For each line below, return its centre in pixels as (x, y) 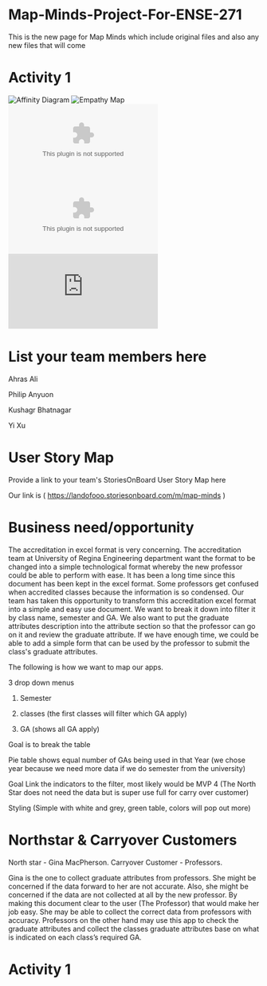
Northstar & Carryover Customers (123, 840)
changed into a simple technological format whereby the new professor (126, 567)
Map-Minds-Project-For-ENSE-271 (125, 15)
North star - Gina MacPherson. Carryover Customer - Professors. (116, 862)
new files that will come (47, 45)
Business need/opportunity (101, 527)
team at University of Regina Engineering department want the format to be (132, 558)
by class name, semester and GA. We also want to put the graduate (119, 618)
